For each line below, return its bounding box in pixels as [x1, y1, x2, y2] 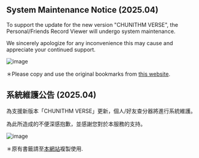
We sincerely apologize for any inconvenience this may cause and [6, 39, 173, 46]
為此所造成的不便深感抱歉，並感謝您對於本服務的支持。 [6, 120, 146, 127]
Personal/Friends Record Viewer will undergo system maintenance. [6, 27, 176, 35]
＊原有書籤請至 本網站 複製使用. [6, 145, 84, 152]
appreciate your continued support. [6, 46, 96, 53]
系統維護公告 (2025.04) [6, 90, 97, 100]
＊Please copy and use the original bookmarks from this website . [6, 70, 170, 77]
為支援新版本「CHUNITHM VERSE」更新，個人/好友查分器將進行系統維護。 [6, 107, 196, 115]
